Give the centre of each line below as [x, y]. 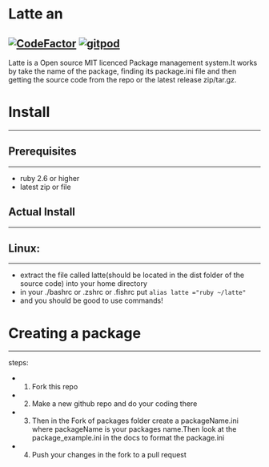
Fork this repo [55, 387]
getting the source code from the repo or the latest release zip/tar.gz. [122, 80]
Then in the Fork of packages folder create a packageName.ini [135, 421]
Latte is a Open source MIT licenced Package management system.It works [133, 62]
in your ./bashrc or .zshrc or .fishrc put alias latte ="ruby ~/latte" [133, 292]
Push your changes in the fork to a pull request [109, 455]
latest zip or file [45, 187]
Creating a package [75, 333]
